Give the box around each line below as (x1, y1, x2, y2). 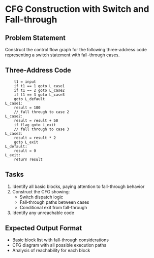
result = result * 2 (14, 135, 56, 140)
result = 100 (14, 105, 41, 110)
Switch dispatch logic (19, 194, 63, 200)
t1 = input (14, 79, 36, 84)
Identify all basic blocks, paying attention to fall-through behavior (12, 184, 145, 189)
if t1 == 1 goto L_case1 (14, 83, 65, 88)
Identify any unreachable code (12, 210, 75, 216)
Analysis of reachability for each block (12, 248, 91, 254)
